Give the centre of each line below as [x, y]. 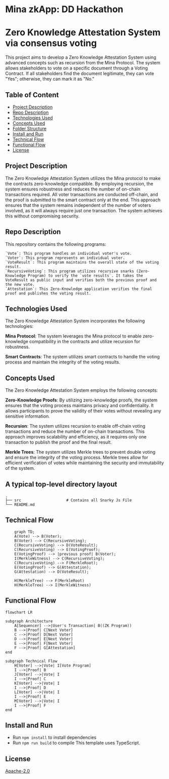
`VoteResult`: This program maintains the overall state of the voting [82, 262]
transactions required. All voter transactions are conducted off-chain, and [82, 194]
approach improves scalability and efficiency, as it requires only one [76, 437]
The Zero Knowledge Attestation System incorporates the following [75, 321]
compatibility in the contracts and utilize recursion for [85, 342]
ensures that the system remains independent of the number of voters [78, 205]
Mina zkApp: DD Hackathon [64, 9]
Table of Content [32, 95]
